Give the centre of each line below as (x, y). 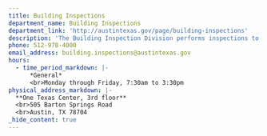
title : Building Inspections (57, 16)
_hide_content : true (43, 120)
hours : (19, 61)
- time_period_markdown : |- (62, 68)
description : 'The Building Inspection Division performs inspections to (134, 38)
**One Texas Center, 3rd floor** (71, 98)
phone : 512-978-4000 (43, 46)
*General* (46, 75)
